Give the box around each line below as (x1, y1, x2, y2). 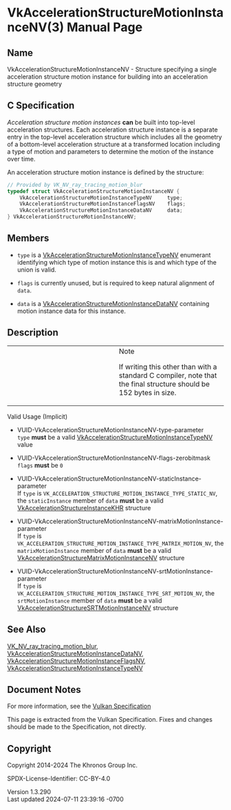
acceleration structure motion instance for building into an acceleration (7, 72, 208, 81)
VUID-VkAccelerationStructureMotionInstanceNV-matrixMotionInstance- (16, 517, 223, 525)
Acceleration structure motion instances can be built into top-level (7, 118, 195, 126)
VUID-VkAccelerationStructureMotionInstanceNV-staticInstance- (16, 474, 201, 483)
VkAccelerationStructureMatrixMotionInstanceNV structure (16, 554, 185, 562)
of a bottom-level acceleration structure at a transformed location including (7, 140, 221, 148)
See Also (7, 624, 46, 636)
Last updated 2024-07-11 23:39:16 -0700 (7, 795, 124, 804)
